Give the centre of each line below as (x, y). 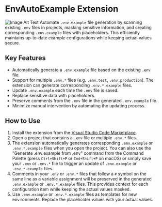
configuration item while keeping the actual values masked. (71, 189)
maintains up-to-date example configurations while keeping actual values (78, 38)
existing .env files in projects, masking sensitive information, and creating (78, 27)
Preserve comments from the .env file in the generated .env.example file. (85, 101)
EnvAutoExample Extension (62, 9)
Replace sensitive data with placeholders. (54, 95)
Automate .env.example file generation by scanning (91, 22)
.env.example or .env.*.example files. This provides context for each (80, 184)
